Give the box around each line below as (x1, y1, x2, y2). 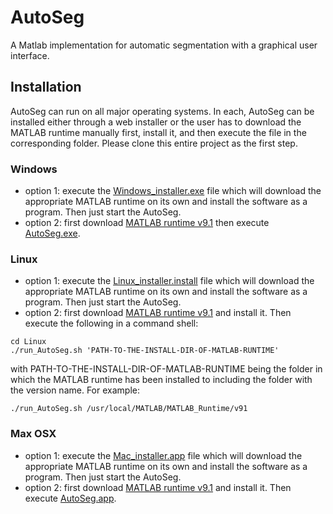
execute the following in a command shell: (24, 317, 199, 330)
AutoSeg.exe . (24, 227, 81, 240)
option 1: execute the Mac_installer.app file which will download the (24, 449, 303, 461)
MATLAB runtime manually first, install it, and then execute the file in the (10, 126, 307, 138)
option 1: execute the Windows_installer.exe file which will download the (24, 185, 322, 197)
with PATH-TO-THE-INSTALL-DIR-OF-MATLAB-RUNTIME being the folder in (10, 363, 323, 375)
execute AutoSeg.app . (24, 492, 117, 504)
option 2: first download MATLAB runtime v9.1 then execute (24, 217, 270, 229)
